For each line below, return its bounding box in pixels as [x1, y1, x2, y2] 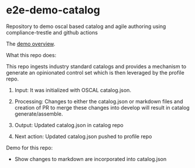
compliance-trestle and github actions [6, 29, 98, 36]
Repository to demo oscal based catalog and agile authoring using [6, 23, 166, 30]
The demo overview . [6, 40, 56, 47]
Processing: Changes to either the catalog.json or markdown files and [14, 97, 183, 105]
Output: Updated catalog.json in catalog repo [14, 121, 124, 128]
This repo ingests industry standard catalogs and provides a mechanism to [6, 62, 186, 70]
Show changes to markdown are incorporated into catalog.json [14, 155, 167, 162]
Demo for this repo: [6, 144, 53, 151]
